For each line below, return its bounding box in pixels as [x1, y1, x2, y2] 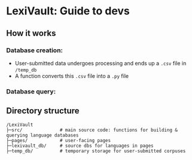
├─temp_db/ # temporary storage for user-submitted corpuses [6, 148, 186, 154]
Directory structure [6, 106, 80, 116]
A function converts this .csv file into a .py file [14, 72, 129, 79]
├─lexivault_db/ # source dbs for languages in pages [6, 143, 154, 149]
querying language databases [6, 132, 79, 138]
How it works [6, 28, 56, 38]
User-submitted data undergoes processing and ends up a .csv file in [14, 59, 187, 67]
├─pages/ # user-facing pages [6, 137, 111, 143]
